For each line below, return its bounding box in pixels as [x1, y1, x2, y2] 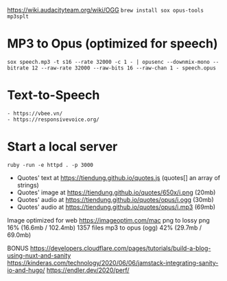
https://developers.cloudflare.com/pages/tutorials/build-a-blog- [29, 244, 211, 252]
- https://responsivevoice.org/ [7, 116, 99, 123]
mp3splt [7, 13, 29, 20]
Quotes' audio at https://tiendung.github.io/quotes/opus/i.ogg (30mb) [16, 195, 214, 203]
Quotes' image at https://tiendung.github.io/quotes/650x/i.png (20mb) [16, 188, 216, 196]
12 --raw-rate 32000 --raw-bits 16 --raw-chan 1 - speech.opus [32, 65, 216, 71]
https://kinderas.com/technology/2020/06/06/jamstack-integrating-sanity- [7, 258, 219, 267]
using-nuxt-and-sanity [7, 251, 71, 260]
